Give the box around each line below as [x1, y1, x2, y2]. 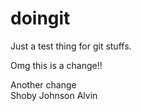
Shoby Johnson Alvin [10, 89, 98, 101]
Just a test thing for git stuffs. [10, 40, 132, 52]
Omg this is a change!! [10, 59, 103, 71]
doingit [10, 7, 71, 30]
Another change [10, 78, 77, 91]
